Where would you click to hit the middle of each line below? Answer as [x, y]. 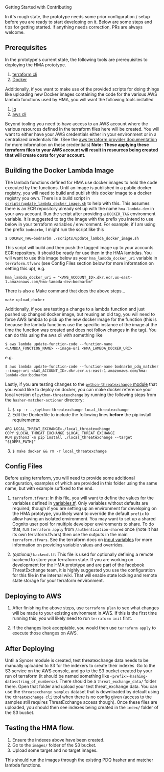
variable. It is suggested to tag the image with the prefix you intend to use [79, 219]
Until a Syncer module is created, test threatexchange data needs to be [77, 660]
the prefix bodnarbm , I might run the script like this [55, 229]
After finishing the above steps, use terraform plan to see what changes [85, 608]
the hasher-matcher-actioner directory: [45, 400]
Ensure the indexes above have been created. [58, 740]
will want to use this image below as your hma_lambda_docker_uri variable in [81, 258]
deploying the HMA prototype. [35, 65]
